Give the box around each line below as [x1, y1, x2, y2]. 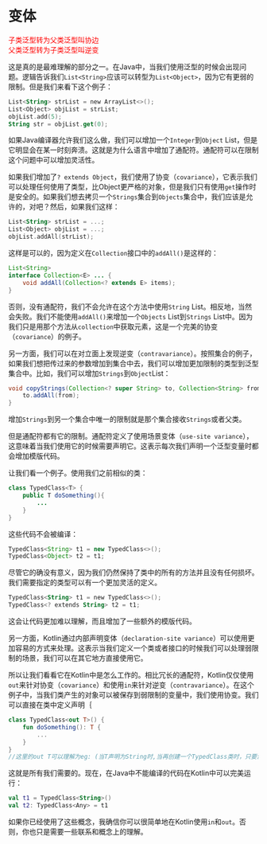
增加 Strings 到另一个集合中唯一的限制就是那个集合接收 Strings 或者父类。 [8, 415, 246, 424]
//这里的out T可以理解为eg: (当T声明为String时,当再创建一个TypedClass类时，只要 [8, 753, 257, 761]
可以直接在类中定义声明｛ [8, 700, 92, 709]
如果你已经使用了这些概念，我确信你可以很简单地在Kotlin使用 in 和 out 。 [8, 817, 240, 826]
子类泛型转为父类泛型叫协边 [8, 35, 99, 45]
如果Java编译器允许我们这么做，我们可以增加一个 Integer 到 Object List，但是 [8, 135, 258, 145]
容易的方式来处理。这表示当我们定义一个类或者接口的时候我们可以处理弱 [14, 643, 252, 653]
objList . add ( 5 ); [8, 112, 62, 120]
